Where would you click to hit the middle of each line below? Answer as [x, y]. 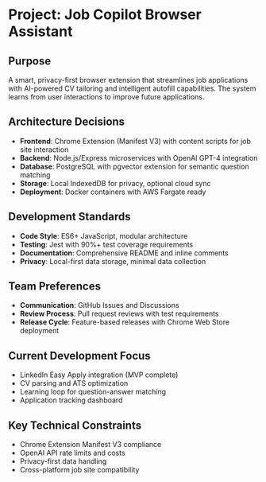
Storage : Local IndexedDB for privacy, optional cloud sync [115, 183]
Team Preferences [55, 287]
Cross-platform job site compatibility [79, 470]
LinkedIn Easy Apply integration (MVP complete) [99, 375]
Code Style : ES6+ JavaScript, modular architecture [104, 235]
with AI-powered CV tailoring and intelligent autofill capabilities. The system [132, 88]
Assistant [40, 31]
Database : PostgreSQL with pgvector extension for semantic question [134, 166]
